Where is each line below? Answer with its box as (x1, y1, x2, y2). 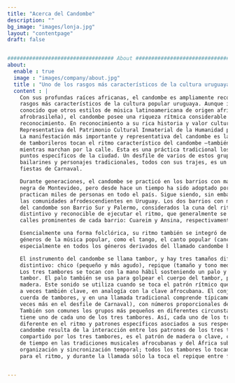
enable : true (13, 68, 55, 75)
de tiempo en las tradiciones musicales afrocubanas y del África (20, 340, 218, 347)
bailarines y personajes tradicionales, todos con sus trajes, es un (20, 159, 227, 166)
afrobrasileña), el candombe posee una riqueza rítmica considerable (20, 113, 227, 121)
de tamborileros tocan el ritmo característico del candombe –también (20, 139, 230, 147)
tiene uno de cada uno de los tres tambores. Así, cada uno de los (20, 314, 220, 321)
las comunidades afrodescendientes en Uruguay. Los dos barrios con (20, 197, 224, 205)
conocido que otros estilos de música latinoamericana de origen (20, 107, 215, 114)
